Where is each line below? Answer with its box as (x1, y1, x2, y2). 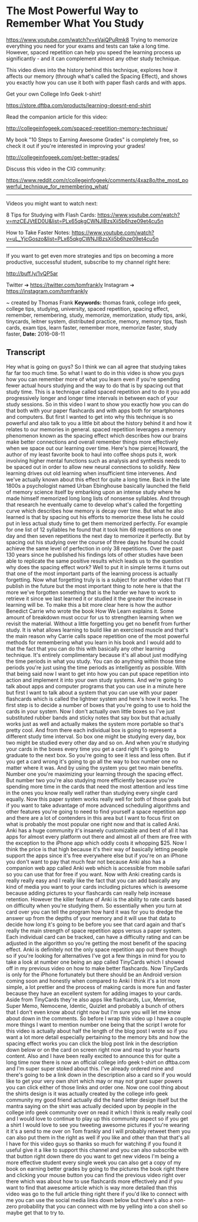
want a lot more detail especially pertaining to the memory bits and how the (6, 1033, 190, 1040)
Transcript (6, 347, 45, 357)
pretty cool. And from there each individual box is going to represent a (6, 727, 177, 734)
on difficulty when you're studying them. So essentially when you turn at (6, 902, 182, 909)
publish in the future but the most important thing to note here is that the (6, 582, 181, 589)
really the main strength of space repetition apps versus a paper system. (6, 927, 183, 934)
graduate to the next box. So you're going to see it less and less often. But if (6, 751, 190, 758)
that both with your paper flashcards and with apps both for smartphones (6, 407, 184, 414)
